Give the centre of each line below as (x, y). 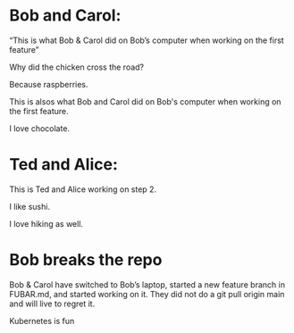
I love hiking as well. (46, 223)
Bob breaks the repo (86, 260)
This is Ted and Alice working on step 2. (83, 189)
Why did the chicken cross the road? (77, 67)
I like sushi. (30, 206)
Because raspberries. (49, 84)
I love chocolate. (39, 128)
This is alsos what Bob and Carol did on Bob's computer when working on (145, 101)
